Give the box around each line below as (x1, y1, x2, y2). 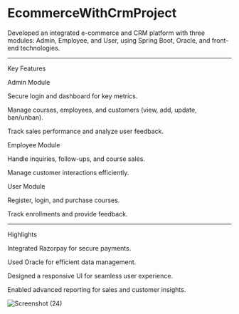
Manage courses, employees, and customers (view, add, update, (7, 105, 197, 114)
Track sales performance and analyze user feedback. (7, 127, 164, 135)
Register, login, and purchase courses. (7, 196, 120, 204)
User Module (7, 182, 46, 190)
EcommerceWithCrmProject (7, 5, 177, 21)
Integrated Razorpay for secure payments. (7, 244, 132, 252)
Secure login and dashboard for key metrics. (7, 91, 138, 100)
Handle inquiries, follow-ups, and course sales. (7, 155, 146, 163)
